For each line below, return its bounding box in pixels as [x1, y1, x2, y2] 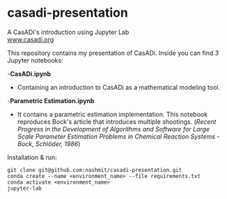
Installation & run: [7, 153, 57, 161]
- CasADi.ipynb [7, 70, 52, 78]
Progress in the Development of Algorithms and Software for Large [17, 125, 210, 133]
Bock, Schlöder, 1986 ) [17, 139, 81, 148]
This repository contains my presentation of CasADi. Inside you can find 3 [7, 49, 219, 57]
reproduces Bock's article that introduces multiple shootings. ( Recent [17, 117, 217, 126]
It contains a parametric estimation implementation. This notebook [17, 110, 208, 118]
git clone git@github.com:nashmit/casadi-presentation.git [7, 166, 182, 173]
